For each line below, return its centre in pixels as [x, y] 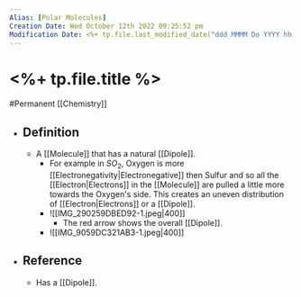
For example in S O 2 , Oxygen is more [117, 165]
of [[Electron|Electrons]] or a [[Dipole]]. [122, 203]
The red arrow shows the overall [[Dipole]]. [142, 222]
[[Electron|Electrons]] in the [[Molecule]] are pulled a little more [167, 184]
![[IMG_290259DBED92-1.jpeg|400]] [117, 213]
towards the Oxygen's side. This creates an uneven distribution [167, 193]
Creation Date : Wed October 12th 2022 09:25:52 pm [106, 26]
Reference [52, 261]
